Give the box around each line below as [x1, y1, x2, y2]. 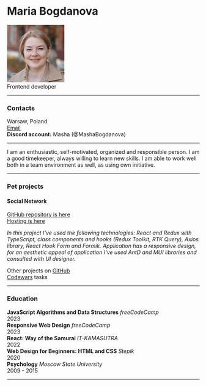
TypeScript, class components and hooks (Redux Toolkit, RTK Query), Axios [7, 236, 199, 243]
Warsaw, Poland [7, 118, 48, 125]
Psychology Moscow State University [7, 360, 103, 368]
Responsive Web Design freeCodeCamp [7, 321, 111, 329]
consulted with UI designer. [7, 255, 76, 263]
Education [7, 294, 39, 303]
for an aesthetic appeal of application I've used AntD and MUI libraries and [7, 249, 197, 256]
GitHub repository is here [7, 211, 71, 218]
